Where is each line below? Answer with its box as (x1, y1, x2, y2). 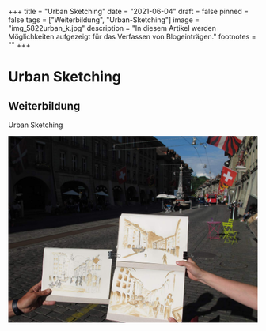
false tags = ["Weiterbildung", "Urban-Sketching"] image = (8, 15, 200, 24)
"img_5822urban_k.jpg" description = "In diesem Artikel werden (8, 24, 216, 32)
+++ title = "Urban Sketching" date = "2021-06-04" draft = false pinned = (8, 7, 249, 16)
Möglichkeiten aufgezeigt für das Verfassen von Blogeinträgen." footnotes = (8, 32, 256, 41)
